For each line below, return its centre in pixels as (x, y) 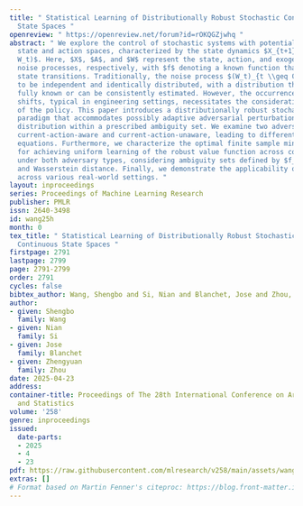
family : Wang (42, 320)
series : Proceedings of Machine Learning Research (106, 194)
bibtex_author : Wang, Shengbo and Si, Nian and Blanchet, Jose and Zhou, (151, 294)
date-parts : (40, 437)
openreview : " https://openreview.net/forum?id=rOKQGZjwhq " (127, 34)
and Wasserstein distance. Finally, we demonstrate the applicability (153, 169)
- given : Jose (36, 345)
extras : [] (30, 479)
